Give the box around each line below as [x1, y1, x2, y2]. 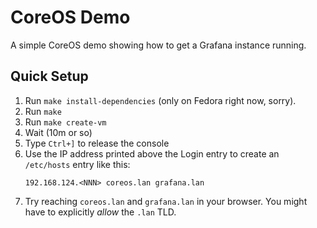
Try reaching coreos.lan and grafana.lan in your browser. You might [24, 195, 308, 207]
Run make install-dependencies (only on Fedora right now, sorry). [24, 94, 297, 106]
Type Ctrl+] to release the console [24, 137, 170, 149]
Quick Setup [10, 68, 89, 85]
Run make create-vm [24, 116, 107, 128]
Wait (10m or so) [24, 126, 93, 138]
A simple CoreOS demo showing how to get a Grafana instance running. [10, 39, 307, 51]
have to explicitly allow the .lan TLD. [24, 206, 177, 218]
